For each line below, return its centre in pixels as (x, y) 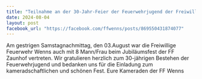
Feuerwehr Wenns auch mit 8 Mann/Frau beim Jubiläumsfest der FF (90, 52)
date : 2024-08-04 (28, 17)
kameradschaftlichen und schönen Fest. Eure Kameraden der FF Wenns (95, 71)
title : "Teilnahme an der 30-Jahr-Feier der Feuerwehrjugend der (90, 12)
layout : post (23, 23)
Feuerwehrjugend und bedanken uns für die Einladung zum (80, 65)
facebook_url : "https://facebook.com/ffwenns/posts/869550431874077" (95, 28)
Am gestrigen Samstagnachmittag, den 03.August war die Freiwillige (91, 45)
